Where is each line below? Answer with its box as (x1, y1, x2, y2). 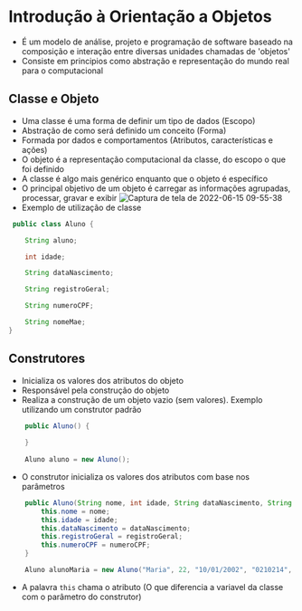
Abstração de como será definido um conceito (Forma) (21, 125, 227, 136)
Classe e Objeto (8, 91, 99, 107)
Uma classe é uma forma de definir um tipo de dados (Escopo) (21, 115, 256, 126)
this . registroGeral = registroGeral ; (41, 532, 183, 541)
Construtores (8, 351, 86, 367)
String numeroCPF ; (24, 301, 94, 310)
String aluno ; (24, 235, 78, 245)
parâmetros (21, 481, 65, 492)
